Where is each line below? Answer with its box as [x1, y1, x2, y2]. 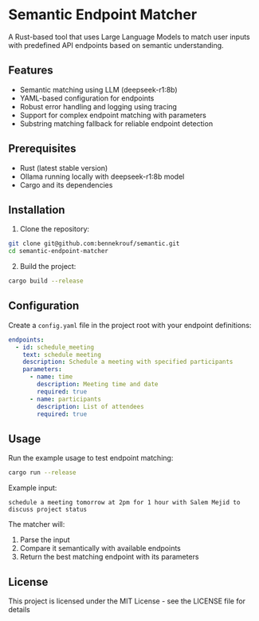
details [8, 604, 30, 614]
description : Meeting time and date [37, 381, 159, 389]
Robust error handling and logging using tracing [19, 101, 178, 111]
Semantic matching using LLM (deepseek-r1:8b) [19, 85, 178, 94]
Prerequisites [8, 142, 77, 156]
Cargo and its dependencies [19, 180, 113, 189]
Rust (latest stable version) [19, 163, 108, 172]
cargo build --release [8, 277, 84, 285]
